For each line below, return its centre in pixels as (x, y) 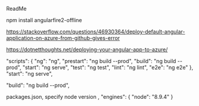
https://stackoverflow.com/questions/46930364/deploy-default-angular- (96, 32)
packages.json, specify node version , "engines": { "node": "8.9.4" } (90, 97)
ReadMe (16, 9)
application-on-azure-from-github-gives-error (63, 38)
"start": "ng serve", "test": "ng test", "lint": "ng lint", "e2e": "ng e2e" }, (108, 67)
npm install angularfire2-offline (44, 20)
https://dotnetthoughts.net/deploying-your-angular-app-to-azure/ (87, 49)
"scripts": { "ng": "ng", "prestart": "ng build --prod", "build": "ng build (91, 61)
